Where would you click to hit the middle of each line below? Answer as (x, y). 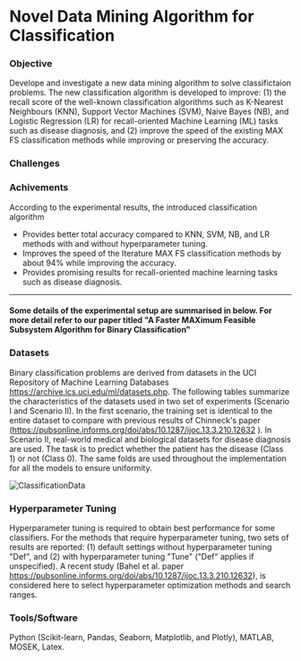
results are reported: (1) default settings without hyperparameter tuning (141, 547)
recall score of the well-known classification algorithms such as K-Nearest (146, 102)
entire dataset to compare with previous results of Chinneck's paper (135, 420)
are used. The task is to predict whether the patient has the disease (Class (146, 448)
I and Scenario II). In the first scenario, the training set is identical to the (141, 411)
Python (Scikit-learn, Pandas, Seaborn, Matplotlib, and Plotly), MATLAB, (142, 638)
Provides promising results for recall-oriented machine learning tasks (150, 272)
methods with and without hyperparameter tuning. (115, 243)
